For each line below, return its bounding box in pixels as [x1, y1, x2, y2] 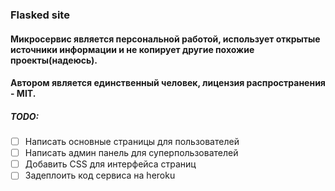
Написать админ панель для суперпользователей [24, 147, 239, 159]
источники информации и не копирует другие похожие [10, 43, 255, 55]
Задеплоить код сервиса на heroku [24, 169, 176, 182]
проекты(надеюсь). [10, 54, 98, 66]
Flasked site [10, 8, 70, 22]
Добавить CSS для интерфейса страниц [24, 158, 197, 170]
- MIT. [10, 88, 37, 100]
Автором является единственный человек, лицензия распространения [10, 77, 326, 89]
